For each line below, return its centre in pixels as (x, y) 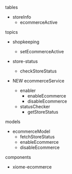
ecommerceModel (31, 131)
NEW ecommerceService (38, 81)
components (18, 157)
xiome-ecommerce (32, 167)
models (13, 122)
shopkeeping (26, 42)
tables (12, 7)
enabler (28, 91)
